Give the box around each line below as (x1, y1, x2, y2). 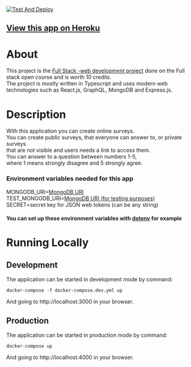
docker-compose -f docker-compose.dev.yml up (6, 287, 122, 293)
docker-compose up (6, 343, 52, 349)
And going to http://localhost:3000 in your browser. (6, 298, 134, 306)
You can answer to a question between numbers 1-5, (6, 153, 137, 160)
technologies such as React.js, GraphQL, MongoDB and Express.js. (6, 86, 173, 93)
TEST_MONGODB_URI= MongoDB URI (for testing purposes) (6, 195, 155, 202)
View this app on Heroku (6, 23, 101, 33)
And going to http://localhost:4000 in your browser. (6, 353, 134, 361)
